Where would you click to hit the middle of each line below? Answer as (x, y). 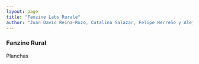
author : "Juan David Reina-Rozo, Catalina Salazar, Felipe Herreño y (94, 22)
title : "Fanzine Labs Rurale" (44, 17)
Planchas (17, 56)
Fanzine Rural (26, 43)
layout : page (22, 11)
